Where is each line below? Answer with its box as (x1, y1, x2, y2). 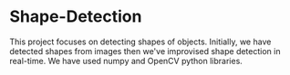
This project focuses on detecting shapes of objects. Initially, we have (9, 36, 272, 47)
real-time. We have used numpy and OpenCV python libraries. (9, 55, 243, 66)
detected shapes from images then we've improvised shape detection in (9, 45, 281, 56)
